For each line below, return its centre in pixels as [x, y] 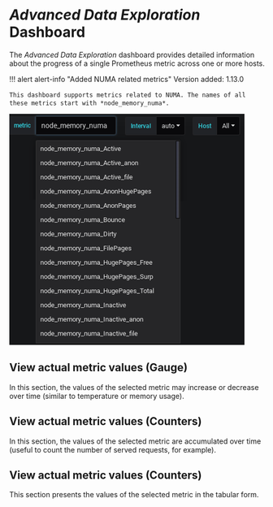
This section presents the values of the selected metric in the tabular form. [134, 495]
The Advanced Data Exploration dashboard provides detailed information [132, 54]
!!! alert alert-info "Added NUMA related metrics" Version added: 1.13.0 [127, 79]
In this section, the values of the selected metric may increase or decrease [134, 387]
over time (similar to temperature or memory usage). [97, 396]
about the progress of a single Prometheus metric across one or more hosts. [137, 63]
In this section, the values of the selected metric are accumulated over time [135, 441]
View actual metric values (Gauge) [98, 368]
